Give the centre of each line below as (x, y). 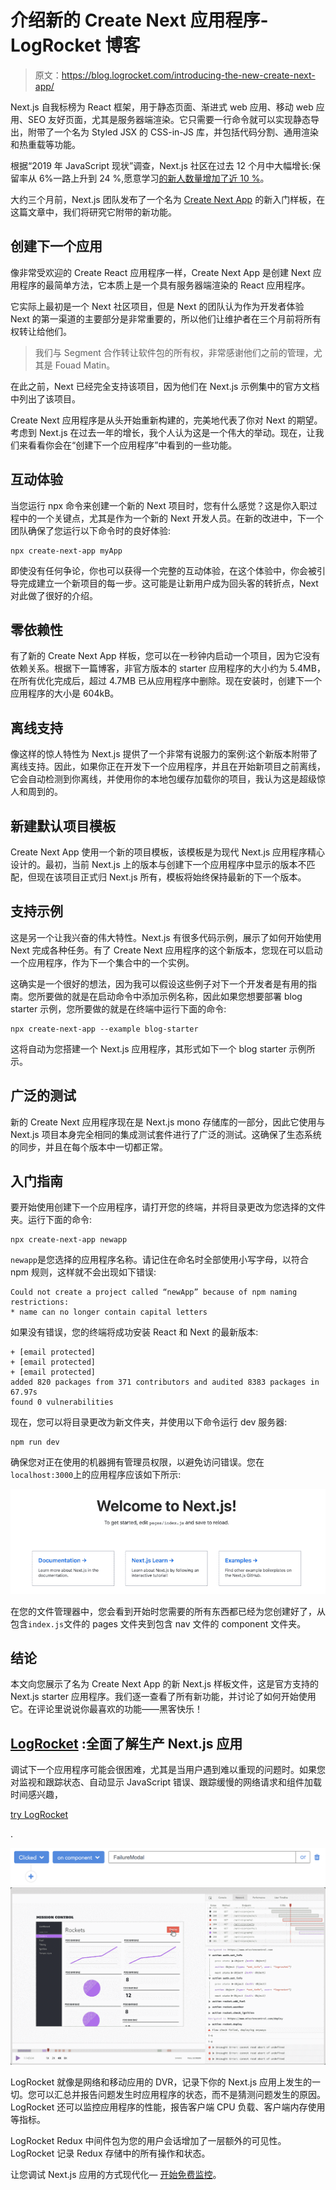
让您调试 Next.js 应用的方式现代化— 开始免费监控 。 (116, 2174)
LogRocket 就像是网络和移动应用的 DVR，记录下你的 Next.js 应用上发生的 (161, 2082)
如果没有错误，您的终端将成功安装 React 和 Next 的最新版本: (134, 1332)
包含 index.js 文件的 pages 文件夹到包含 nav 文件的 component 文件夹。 (158, 1623)
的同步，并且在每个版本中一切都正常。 (89, 1147)
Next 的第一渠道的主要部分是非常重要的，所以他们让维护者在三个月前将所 (161, 318)
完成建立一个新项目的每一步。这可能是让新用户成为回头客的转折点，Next (168, 583)
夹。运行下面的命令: (51, 1220)
